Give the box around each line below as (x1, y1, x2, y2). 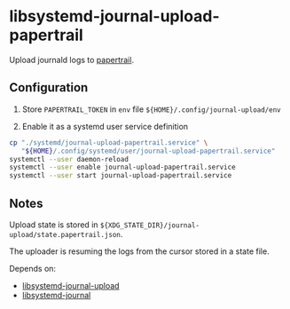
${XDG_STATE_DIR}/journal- (99, 220, 200, 230)
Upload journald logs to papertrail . (9, 54, 135, 65)
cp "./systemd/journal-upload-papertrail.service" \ (9, 138, 208, 147)
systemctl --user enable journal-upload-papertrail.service (9, 162, 237, 172)
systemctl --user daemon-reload (9, 154, 129, 163)
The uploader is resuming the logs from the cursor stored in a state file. (9, 246, 270, 257)
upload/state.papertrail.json (9, 230, 121, 239)
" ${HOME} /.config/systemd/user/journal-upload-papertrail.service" (20, 147, 276, 155)
